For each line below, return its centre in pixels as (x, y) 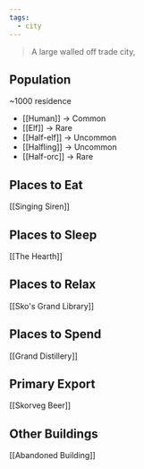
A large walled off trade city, (83, 51)
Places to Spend (55, 334)
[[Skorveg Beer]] (40, 405)
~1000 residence (40, 101)
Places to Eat (46, 185)
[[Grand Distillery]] (43, 356)
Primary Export (52, 383)
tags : (19, 17)
